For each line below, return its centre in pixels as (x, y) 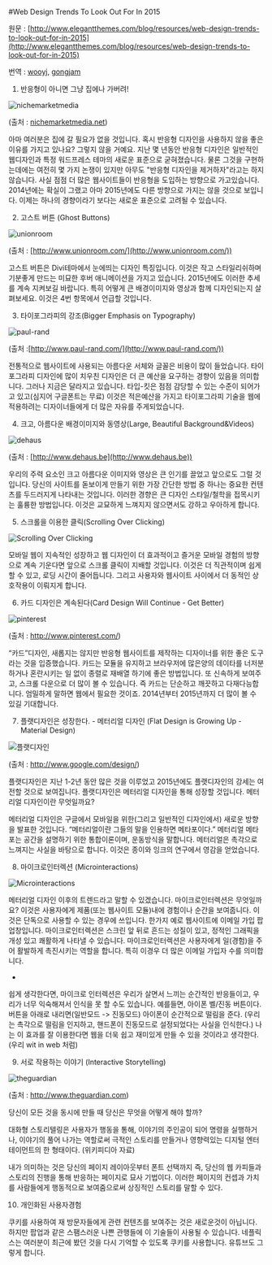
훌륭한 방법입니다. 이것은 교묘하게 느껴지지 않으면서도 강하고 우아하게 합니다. (138, 504)
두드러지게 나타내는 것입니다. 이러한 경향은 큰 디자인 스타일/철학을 (127, 494)
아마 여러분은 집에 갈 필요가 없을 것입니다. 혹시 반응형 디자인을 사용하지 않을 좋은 (136, 139)
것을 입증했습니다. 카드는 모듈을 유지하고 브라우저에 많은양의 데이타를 (133, 663)
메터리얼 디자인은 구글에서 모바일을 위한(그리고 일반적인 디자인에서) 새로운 (126, 819)
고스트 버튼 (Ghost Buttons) (65, 217)
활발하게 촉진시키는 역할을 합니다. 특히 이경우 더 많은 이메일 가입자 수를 (129, 951)
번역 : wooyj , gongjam (45, 72)
